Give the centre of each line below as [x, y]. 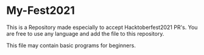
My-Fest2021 [40, 11]
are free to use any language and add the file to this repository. [85, 33]
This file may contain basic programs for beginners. [71, 45]
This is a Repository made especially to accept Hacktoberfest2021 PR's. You [102, 27]
